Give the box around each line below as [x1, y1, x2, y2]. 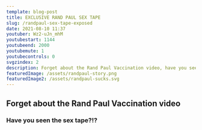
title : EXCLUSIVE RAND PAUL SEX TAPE [6, 14, 101, 20]
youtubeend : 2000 [6, 43, 50, 49]
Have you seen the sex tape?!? [6, 116, 98, 125]
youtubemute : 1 [6, 48, 44, 54]
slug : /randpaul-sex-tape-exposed [6, 20, 93, 26]
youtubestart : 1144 [6, 37, 55, 43]
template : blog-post [6, 8, 58, 15]
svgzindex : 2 [6, 59, 39, 65]
